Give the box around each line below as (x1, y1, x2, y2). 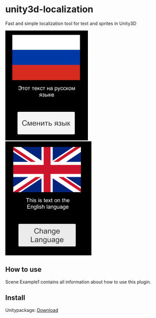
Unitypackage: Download (5, 307, 58, 313)
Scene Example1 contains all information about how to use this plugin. (5, 278, 151, 285)
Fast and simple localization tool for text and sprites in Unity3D (5, 20, 137, 26)
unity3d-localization (5, 4, 93, 15)
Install (5, 294, 25, 302)
